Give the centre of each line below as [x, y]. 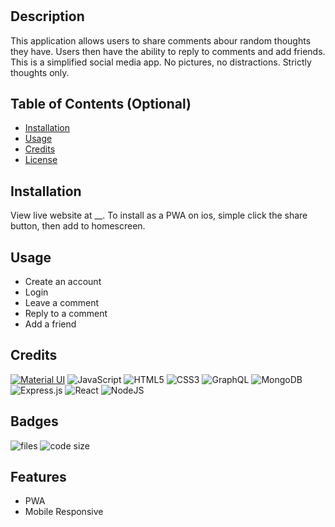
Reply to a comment [66, 314]
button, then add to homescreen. [78, 226]
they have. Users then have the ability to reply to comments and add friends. [168, 51]
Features [38, 477]
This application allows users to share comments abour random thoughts [161, 40]
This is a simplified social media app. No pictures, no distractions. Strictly [161, 62]
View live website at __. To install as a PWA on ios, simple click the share [159, 215]
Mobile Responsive [64, 512]
